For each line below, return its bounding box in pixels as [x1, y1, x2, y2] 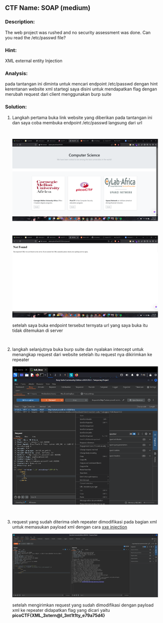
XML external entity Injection [5, 58, 63, 64]
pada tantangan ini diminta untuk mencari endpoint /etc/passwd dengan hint [5, 81, 158, 87]
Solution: [5, 104, 27, 110]
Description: [5, 18, 35, 25]
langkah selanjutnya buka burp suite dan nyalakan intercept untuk [12, 346, 144, 352]
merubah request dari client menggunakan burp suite [5, 91, 112, 97]
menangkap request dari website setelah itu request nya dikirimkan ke [12, 351, 152, 357]
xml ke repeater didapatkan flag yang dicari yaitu [12, 607, 110, 613]
